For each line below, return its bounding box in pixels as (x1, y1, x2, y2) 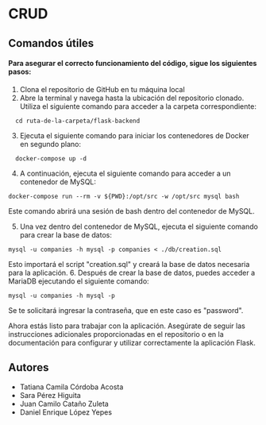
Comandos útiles (8, 37, 94, 50)
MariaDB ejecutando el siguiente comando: (8, 276, 149, 286)
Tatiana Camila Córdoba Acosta (19, 382, 124, 392)
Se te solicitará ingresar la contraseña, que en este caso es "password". (8, 305, 244, 315)
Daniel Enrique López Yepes (19, 407, 113, 417)
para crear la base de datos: (19, 230, 113, 239)
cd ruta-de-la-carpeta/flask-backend (15, 117, 141, 125)
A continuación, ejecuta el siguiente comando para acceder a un (19, 168, 232, 178)
